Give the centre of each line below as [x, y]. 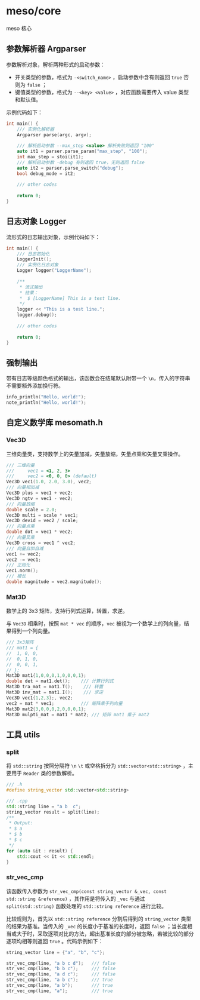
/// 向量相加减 [23, 487]
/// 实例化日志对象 [38, 265]
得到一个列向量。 [32, 631]
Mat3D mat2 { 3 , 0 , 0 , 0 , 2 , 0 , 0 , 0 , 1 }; [46, 709]
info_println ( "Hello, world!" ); [46, 397]
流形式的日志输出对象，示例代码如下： [53, 237]
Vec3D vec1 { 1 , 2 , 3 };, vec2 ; [40, 698]
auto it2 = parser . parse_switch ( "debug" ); [70, 168]
